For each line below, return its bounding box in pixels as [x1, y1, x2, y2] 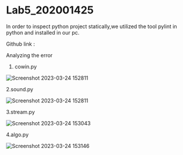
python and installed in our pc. [6, 29, 80, 36]
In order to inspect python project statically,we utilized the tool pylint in [6, 23, 177, 30]
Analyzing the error [6, 51, 53, 58]
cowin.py [14, 63, 37, 70]
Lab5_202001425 [6, 4, 94, 17]
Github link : [6, 40, 35, 47]
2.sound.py [6, 85, 33, 92]
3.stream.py [6, 108, 35, 115]
